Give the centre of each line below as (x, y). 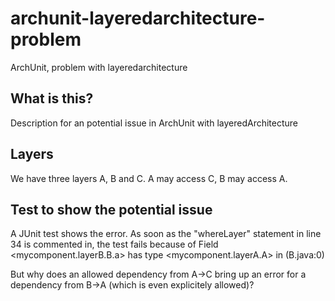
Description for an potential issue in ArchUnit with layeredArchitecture (154, 123)
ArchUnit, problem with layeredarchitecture (99, 67)
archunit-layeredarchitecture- (138, 18)
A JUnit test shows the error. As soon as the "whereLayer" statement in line (166, 234)
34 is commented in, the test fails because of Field (114, 244)
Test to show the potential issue (111, 209)
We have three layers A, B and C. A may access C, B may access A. (149, 178)
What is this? (52, 98)
